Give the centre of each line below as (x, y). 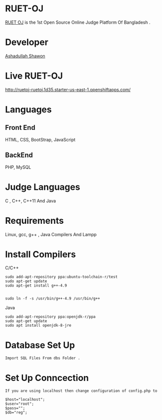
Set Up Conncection (47, 378)
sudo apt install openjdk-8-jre (38, 326)
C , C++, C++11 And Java (31, 201)
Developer (27, 42)
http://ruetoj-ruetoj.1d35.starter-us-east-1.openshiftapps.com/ (68, 89)
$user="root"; (20, 404)
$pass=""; (15, 408)
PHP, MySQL (18, 167)
